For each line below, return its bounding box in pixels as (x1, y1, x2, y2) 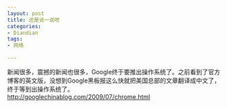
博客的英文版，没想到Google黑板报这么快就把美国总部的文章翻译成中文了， (7, 76, 221, 85)
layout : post (7, 10, 45, 17)
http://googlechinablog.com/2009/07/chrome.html (7, 93, 151, 100)
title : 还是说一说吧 (7, 17, 60, 23)
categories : (7, 23, 41, 30)
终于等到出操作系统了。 (7, 85, 74, 93)
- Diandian (7, 29, 39, 36)
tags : (7, 36, 23, 43)
